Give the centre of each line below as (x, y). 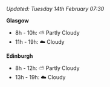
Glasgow (18, 20)
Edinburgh (20, 56)
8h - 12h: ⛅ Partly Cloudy (47, 68)
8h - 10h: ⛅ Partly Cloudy (47, 33)
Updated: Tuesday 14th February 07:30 (55, 9)
